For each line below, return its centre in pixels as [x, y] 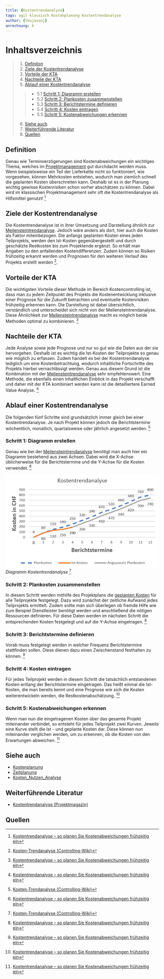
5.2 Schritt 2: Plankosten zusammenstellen [80, 99]
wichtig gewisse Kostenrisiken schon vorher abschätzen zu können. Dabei [80, 187]
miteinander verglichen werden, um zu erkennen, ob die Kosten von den [78, 734]
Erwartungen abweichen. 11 [33, 740]
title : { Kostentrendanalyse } [35, 10]
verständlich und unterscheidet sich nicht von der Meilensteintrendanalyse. [81, 310]
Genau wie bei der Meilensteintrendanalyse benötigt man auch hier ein [76, 451]
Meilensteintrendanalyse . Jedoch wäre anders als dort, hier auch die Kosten [82, 231]
